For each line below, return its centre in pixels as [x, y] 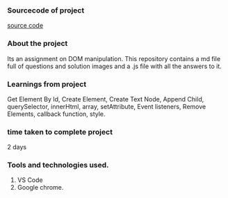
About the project [38, 44]
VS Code [30, 180]
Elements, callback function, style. [56, 114]
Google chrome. [40, 188]
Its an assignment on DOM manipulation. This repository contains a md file [114, 58]
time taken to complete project [60, 132]
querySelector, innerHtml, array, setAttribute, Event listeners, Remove [107, 106]
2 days [17, 147]
